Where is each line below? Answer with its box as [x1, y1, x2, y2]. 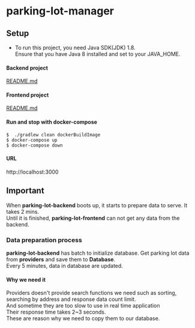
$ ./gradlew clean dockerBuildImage [6, 132, 101, 138]
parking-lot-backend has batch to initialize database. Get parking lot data [6, 249, 190, 257]
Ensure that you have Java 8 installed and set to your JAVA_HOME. [14, 50, 181, 58]
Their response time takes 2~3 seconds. [6, 308, 106, 316]
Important [6, 186, 44, 196]
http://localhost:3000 [6, 168, 59, 175]
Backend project [6, 64, 48, 71]
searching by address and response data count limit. [6, 296, 136, 303]
